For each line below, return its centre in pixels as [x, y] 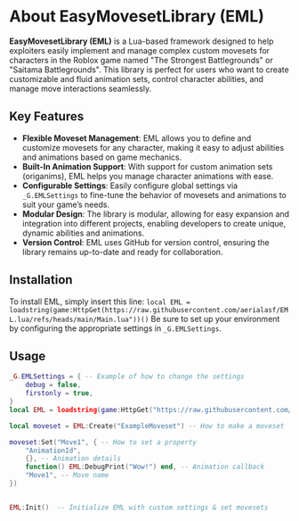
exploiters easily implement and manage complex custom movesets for [139, 50]
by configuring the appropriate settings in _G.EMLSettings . [116, 328]
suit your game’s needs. [65, 204]
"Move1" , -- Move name [67, 476]
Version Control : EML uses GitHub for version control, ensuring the [145, 242]
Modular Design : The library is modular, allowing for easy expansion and [156, 214]
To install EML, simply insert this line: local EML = [100, 302]
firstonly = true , [59, 393]
